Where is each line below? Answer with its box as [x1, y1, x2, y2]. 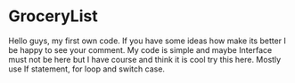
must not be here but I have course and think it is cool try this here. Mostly [8, 54, 282, 64]
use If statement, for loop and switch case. [8, 64, 166, 74]
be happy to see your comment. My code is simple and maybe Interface [8, 44, 273, 55]
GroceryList [8, 6, 99, 26]
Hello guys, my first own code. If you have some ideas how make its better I [8, 35, 287, 46]
